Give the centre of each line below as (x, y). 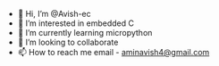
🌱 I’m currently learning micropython (85, 33)
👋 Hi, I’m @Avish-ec (54, 14)
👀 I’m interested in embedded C (76, 23)
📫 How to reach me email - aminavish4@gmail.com (114, 52)
